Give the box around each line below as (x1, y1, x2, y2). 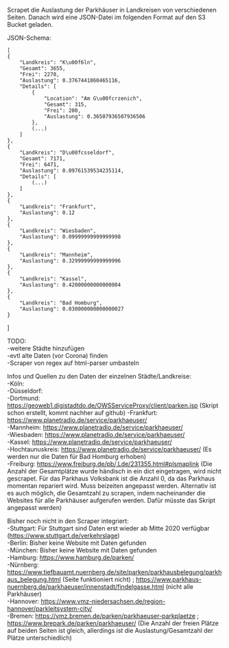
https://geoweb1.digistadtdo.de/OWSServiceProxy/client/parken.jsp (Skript (7, 401, 219, 410)
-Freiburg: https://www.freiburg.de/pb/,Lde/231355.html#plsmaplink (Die (7, 460, 213, 468)
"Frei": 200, (43, 107, 81, 114)
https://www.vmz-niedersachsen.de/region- (40, 597, 166, 605)
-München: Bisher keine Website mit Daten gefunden (7, 546, 157, 554)
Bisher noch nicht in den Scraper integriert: (7, 517, 129, 525)
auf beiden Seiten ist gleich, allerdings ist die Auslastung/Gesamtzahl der (7, 627, 214, 634)
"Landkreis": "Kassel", (19, 276, 88, 282)
